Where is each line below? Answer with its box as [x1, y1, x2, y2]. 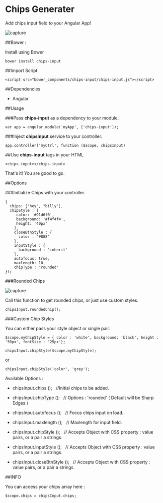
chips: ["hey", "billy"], [9, 203, 64, 208]
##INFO [5, 474, 21, 480]
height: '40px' [16, 221, 48, 226]
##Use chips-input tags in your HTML [5, 151, 84, 158]
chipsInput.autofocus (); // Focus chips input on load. [12, 410, 124, 416]
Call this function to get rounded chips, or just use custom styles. [5, 297, 139, 303]
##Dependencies [5, 86, 41, 92]
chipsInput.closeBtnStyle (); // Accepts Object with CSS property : [12, 459, 151, 465]
